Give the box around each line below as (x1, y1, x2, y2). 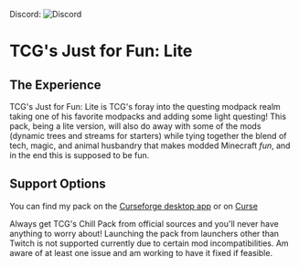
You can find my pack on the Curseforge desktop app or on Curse (9, 200, 259, 211)
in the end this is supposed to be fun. (9, 150, 150, 160)
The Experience (9, 77, 102, 92)
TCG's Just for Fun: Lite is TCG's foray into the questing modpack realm (9, 101, 281, 112)
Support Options (9, 176, 107, 192)
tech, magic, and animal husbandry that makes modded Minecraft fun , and (9, 140, 291, 151)
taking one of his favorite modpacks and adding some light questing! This (9, 111, 286, 122)
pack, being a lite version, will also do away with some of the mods (9, 121, 262, 132)
